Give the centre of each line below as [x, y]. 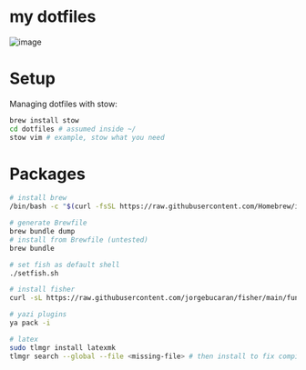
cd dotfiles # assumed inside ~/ [73, 129]
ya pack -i [30, 323]
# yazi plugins [38, 315]
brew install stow [44, 120]
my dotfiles [53, 17]
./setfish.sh [34, 273]
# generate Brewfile [49, 223]
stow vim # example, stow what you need [87, 137]
